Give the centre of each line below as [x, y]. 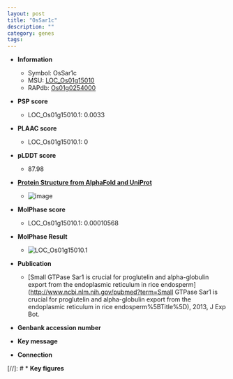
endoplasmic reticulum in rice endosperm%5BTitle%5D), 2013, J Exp [127, 307]
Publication [34, 264]
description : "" [31, 27]
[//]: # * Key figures [36, 369]
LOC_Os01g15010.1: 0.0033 [66, 115]
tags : [15, 40]
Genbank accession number [59, 328]
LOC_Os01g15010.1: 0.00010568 [73, 223]
